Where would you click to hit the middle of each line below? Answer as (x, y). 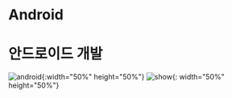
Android (36, 15)
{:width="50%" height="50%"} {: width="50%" (133, 77)
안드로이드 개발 (56, 54)
